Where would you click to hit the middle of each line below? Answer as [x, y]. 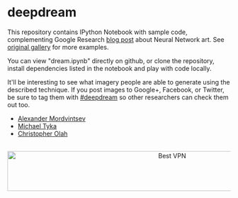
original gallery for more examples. [58, 47]
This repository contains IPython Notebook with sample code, [97, 32]
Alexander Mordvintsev [52, 119]
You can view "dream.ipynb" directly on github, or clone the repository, [111, 60]
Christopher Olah [42, 133]
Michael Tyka [37, 126]
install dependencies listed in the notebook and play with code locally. [109, 68]
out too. [19, 104]
